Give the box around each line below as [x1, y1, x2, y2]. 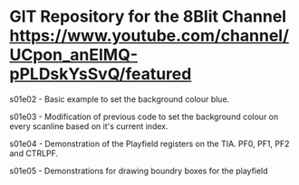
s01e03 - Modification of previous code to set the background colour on [9, 111, 279, 122]
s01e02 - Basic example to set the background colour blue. [9, 93, 230, 105]
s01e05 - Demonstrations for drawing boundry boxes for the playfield [9, 165, 269, 176]
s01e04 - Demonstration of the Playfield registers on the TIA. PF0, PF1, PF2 [9, 138, 290, 149]
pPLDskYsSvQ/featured [9, 64, 192, 85]
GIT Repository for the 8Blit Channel [9, 6, 287, 27]
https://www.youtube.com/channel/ [9, 25, 290, 46]
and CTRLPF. [9, 147, 59, 159]
